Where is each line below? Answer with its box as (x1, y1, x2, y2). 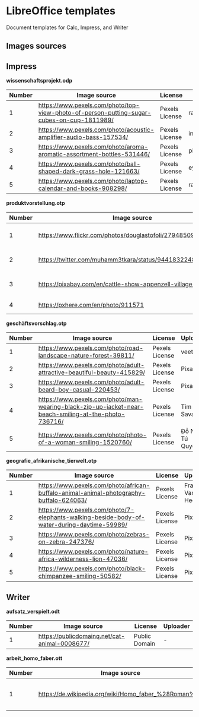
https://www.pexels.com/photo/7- (38, 506, 135, 514)
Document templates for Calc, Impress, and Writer (6, 24, 129, 31)
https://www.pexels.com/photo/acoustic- (38, 126, 155, 134)
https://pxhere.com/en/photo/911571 (38, 301, 144, 309)
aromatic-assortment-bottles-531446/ (38, 150, 150, 159)
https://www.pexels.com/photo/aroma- (38, 143, 149, 151)
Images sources (6, 41, 67, 51)
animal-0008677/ (38, 639, 90, 647)
